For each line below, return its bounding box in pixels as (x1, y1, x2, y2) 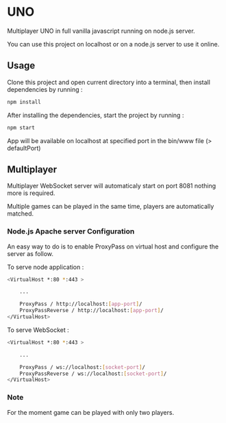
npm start (7, 124, 36, 131)
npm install (7, 99, 41, 105)
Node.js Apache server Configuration (7, 227, 135, 236)
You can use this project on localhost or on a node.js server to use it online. (7, 40, 220, 48)
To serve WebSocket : (7, 326, 70, 334)
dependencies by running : (7, 85, 84, 93)
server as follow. (7, 249, 53, 257)
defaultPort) (7, 144, 41, 152)
